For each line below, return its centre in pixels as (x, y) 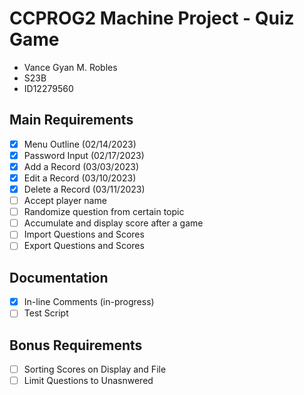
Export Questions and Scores (84, 246)
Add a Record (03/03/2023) (81, 166)
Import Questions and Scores (84, 234)
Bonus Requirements (76, 345)
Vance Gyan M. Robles (70, 67)
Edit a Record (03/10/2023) (80, 178)
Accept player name (65, 201)
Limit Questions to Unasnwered (88, 381)
